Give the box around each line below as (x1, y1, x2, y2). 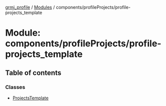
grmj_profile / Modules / (5, 5, 55, 10)
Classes (5, 83, 26, 90)
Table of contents (5, 68, 61, 77)
